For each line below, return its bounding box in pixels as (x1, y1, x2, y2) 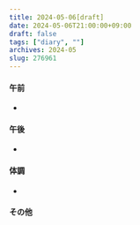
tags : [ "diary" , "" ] (9, 37, 85, 47)
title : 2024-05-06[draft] (9, 12, 104, 22)
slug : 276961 (9, 54, 57, 63)
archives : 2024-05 (9, 46, 77, 55)
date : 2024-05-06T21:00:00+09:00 (9, 21, 132, 30)
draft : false (9, 29, 57, 38)
